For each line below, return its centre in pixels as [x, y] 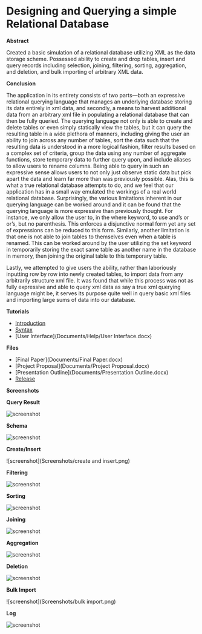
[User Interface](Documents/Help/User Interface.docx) [83, 336]
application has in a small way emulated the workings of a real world [91, 191]
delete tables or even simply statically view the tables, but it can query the [99, 127]
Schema [17, 425]
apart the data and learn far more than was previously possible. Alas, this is [100, 178]
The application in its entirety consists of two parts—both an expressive [96, 95]
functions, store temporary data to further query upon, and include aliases [99, 159]
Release [25, 379]
